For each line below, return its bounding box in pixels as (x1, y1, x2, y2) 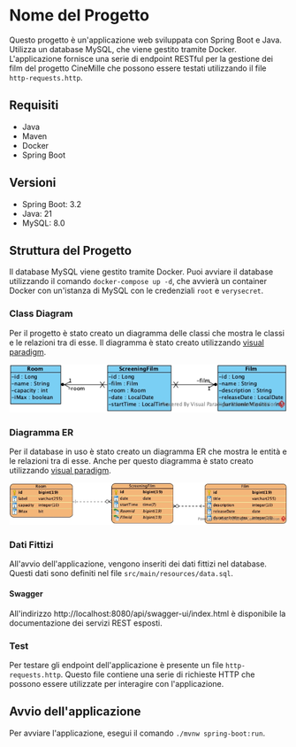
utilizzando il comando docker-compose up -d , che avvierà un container (9, 276, 268, 287)
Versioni (9, 175, 57, 190)
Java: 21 (21, 208, 53, 219)
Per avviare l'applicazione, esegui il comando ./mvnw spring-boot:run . (9, 728, 266, 738)
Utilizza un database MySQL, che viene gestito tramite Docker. (9, 43, 237, 54)
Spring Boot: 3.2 (21, 198, 82, 209)
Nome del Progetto (9, 5, 150, 26)
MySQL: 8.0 (21, 218, 65, 228)
